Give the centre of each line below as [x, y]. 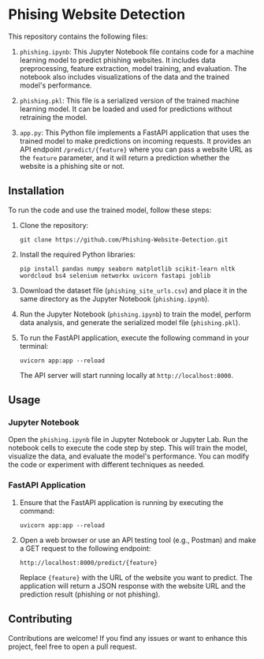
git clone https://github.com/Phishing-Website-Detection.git [124, 240]
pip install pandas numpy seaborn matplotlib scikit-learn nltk [127, 269]
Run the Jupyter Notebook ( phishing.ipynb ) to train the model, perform [135, 314]
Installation [36, 191]
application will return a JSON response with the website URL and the [132, 586]
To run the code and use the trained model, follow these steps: [110, 210]
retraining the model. [54, 117]
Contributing [40, 619]
